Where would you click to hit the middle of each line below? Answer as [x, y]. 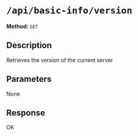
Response [26, 113]
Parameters [29, 79]
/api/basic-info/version [69, 11]
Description [29, 45]
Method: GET [22, 26]
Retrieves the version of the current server [60, 60]
